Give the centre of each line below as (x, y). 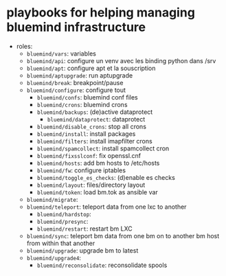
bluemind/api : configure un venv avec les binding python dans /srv (121, 60)
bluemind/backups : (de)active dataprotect (95, 112)
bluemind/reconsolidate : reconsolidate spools (102, 265)
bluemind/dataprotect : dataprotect (96, 119)
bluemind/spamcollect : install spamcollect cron (103, 148)
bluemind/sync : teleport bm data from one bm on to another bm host (123, 235)
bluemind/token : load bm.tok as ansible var (98, 192)
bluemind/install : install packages (86, 134)
